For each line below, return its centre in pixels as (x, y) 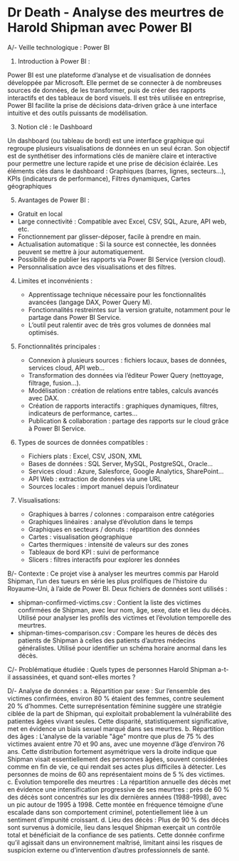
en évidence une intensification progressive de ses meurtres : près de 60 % (118, 789)
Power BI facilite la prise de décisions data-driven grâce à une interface (112, 105)
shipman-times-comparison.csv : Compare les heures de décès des (117, 633)
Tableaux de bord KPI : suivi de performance (94, 552)
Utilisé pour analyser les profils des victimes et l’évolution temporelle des (124, 618)
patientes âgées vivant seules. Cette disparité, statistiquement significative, (118, 721)
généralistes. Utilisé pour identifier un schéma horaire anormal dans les (122, 648)
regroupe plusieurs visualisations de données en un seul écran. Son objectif (118, 148)
